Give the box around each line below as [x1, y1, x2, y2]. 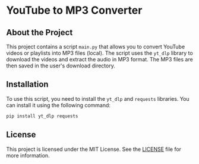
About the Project [6, 27, 73, 38]
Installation [6, 79, 49, 89]
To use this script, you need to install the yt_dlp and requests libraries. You [6, 95, 189, 102]
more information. [6, 151, 50, 159]
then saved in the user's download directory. [6, 62, 116, 69]
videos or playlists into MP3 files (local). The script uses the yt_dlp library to [6, 49, 193, 57]
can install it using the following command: [6, 101, 111, 109]
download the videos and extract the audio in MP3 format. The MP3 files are [6, 56, 193, 63]
